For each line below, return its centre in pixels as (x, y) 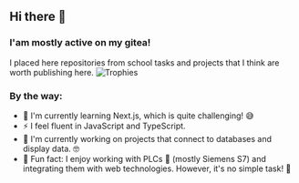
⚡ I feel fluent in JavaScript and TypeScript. (104, 126)
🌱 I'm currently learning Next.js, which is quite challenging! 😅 (138, 116)
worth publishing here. (52, 72)
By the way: (36, 96)
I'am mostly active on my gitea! (80, 43)
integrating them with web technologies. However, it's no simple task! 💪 (157, 168)
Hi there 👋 (38, 17)
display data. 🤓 (51, 148)
